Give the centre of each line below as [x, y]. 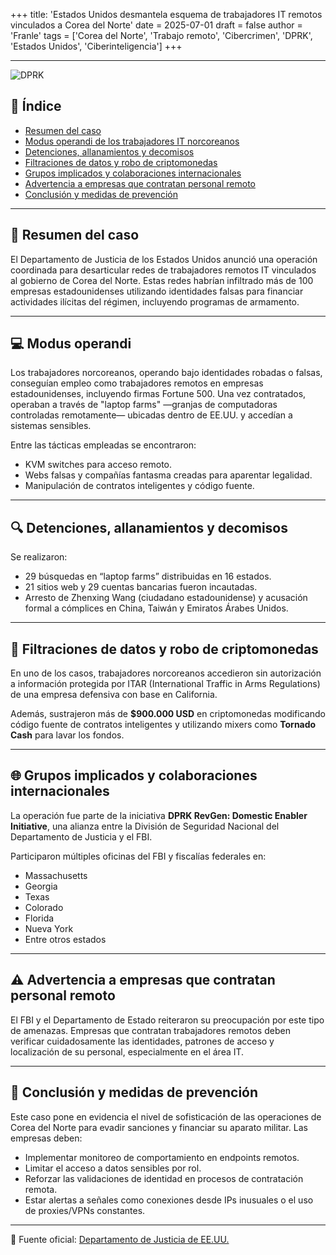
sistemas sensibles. [51, 426]
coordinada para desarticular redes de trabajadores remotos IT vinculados [163, 270]
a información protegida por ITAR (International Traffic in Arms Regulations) [165, 684]
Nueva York [49, 928]
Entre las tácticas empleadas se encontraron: [103, 445]
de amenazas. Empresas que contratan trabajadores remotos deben [150, 1030]
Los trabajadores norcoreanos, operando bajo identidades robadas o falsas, [166, 373]
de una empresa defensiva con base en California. [114, 695]
